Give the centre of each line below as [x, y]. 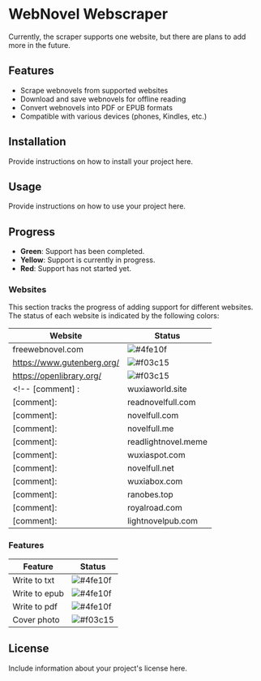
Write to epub [39, 593]
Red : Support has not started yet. [76, 269]
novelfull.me [150, 429]
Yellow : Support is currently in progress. [88, 260]
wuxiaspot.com [156, 455]
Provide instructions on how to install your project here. [101, 161]
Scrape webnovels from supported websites [94, 90]
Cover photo [36, 619]
